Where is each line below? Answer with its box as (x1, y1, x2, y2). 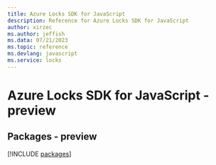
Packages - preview (7, 131, 97, 143)
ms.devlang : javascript (7, 50, 78, 58)
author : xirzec (7, 23, 53, 31)
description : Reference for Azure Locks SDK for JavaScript (7, 17, 190, 24)
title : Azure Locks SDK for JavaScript (7, 10, 126, 18)
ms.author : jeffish (7, 30, 65, 38)
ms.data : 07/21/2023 (7, 37, 69, 44)
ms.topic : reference (7, 43, 69, 50)
